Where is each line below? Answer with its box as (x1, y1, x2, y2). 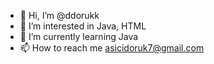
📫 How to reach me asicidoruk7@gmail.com (19, 42, 205, 54)
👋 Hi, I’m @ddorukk (19, 10, 100, 21)
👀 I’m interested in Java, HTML (19, 20, 147, 32)
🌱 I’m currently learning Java (19, 31, 139, 42)
